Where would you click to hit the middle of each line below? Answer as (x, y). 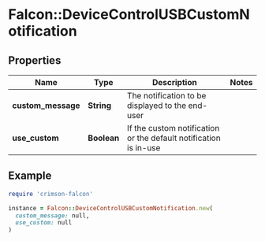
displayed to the (157, 106)
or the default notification (174, 138)
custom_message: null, (52, 215)
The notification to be (167, 96)
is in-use (144, 148)
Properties (35, 60)
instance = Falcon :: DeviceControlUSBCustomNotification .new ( (111, 208)
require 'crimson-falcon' (50, 194)
